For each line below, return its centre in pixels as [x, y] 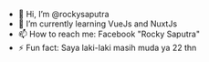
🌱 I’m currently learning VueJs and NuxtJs [98, 24]
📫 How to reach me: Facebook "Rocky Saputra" [109, 34]
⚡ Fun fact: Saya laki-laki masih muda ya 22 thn [107, 47]
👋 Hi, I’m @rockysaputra [63, 14]
